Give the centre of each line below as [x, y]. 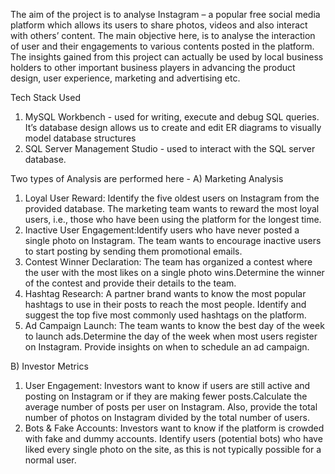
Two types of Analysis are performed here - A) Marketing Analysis [147, 178]
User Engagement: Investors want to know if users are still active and [167, 385]
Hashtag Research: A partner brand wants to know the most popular [165, 293]
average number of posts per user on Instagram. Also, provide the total [171, 407]
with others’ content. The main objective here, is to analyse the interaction [163, 35]
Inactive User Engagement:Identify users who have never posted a [162, 230]
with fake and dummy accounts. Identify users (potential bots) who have [173, 438]
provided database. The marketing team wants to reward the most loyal [172, 208]
